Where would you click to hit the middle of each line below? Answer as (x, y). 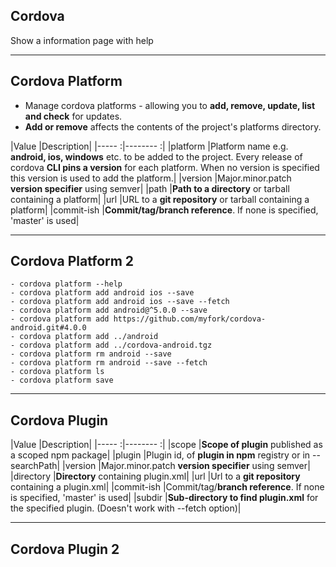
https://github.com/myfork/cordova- (190, 319)
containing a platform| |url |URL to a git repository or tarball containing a (160, 199)
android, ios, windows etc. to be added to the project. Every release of (156, 156)
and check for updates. (73, 116)
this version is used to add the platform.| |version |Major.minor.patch (151, 178)
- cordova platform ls (57, 372)
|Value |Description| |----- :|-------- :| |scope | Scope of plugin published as (166, 445)
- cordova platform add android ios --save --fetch (120, 302)
